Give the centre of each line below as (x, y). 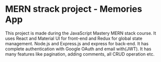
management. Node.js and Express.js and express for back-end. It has (77, 43)
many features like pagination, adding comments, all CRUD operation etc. (80, 54)
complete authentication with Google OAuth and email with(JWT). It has (78, 49)
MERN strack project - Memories (74, 9)
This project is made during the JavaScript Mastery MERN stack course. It (81, 33)
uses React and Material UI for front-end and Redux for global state (74, 38)
